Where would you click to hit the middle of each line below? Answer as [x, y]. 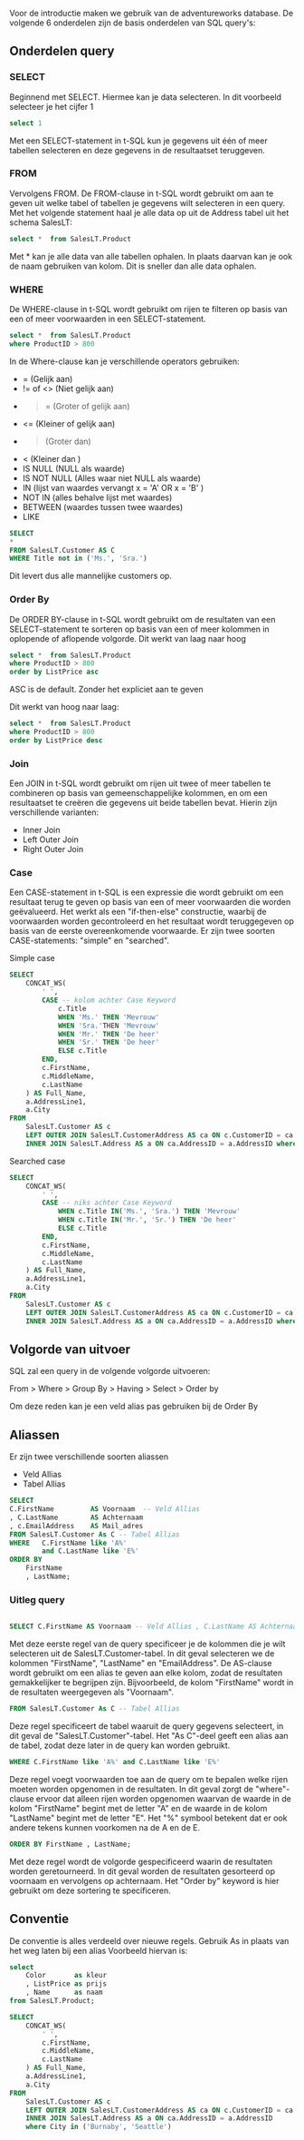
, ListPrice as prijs [66, 1984]
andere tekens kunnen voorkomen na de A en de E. [105, 1827]
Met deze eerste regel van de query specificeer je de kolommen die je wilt [147, 1644]
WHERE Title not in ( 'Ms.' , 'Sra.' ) [78, 559]
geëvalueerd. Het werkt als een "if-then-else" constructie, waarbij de [138, 912]
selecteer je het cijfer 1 [52, 106]
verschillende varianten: [54, 812]
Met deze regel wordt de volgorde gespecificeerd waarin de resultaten [141, 1861]
